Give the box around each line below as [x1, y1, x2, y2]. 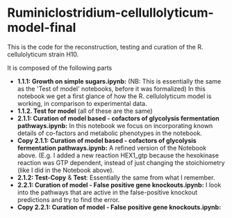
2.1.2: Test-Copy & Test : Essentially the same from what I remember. [17, 173, 215, 182]
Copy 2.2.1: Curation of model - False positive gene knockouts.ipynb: [17, 203, 222, 211]
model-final [7, 20, 76, 36]
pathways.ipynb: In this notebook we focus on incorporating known [17, 121, 213, 130]
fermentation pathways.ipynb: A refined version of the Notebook [17, 143, 207, 152]
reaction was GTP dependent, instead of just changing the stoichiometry [17, 158, 225, 166]
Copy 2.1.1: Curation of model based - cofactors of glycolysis [17, 136, 197, 144]
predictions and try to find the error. [17, 195, 120, 203]
